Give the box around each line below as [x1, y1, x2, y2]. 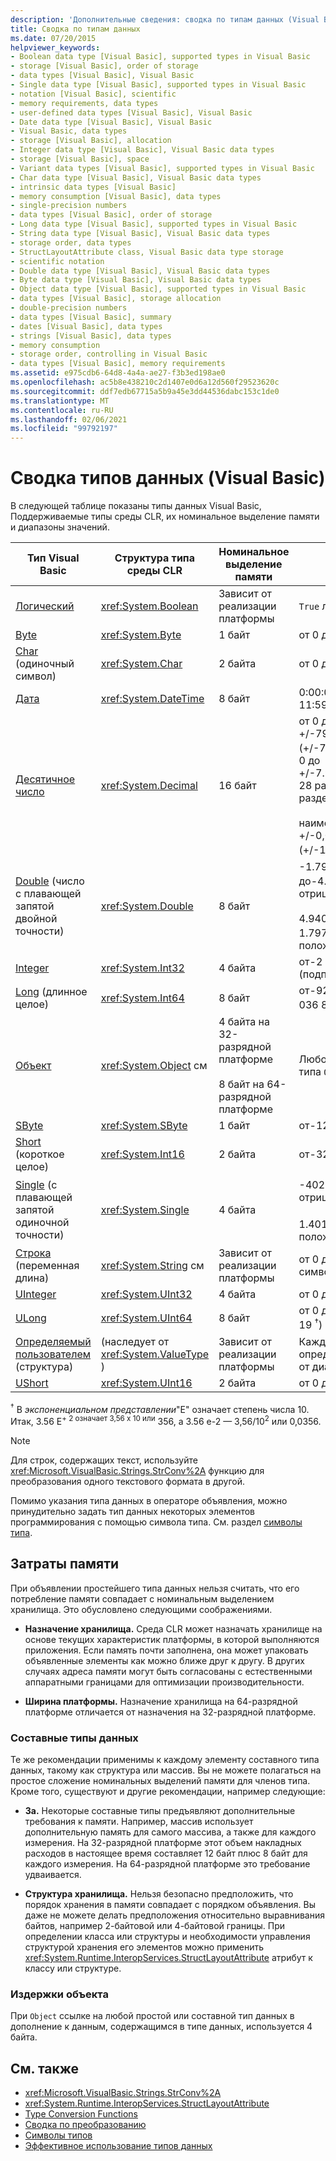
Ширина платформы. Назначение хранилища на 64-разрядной [24, 1695, 298, 1707]
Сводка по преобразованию [24, 2119, 147, 2131]
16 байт [218, 779, 257, 793]
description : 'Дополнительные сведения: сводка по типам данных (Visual [10, 14, 320, 25]
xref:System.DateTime [100, 692, 205, 706]
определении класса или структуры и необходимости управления [24, 1931, 311, 1943]
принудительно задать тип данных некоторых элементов [10, 1506, 256, 1517]
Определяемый [15, 1334, 92, 1348]
